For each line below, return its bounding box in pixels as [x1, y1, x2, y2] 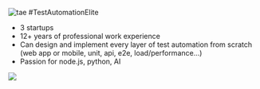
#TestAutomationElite [28, 8, 99, 17]
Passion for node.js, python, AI [19, 56, 121, 66]
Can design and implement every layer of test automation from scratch [19, 40, 253, 49]
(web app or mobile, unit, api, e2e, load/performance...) [19, 48, 203, 57]
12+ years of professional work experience [19, 32, 161, 41]
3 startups [19, 23, 54, 32]
